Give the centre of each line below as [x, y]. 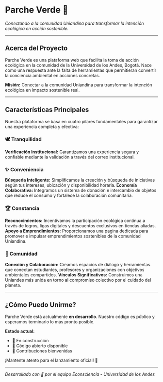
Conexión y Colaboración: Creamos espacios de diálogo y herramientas [78, 264]
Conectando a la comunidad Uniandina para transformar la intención [74, 23]
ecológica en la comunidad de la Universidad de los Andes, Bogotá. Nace [78, 65]
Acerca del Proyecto [36, 48]
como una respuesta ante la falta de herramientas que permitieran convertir [81, 70]
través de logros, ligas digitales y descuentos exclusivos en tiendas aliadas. [81, 226]
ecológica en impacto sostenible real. [42, 90]
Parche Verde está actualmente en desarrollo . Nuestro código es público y [80, 317]
